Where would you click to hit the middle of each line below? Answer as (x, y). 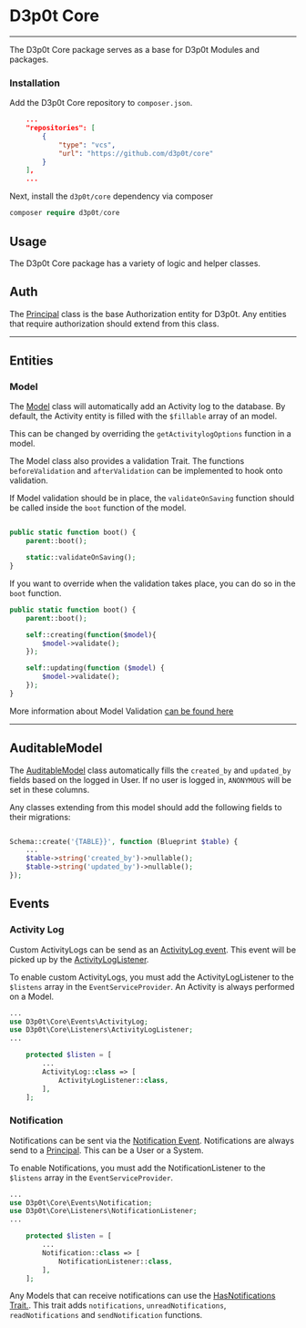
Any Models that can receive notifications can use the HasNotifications (143, 1296)
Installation (35, 83)
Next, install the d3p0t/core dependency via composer (112, 196)
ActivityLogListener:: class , (113, 1080)
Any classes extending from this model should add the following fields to (146, 807)
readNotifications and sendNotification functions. (106, 1315)
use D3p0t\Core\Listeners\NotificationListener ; (103, 1211)
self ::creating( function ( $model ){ (91, 634)
